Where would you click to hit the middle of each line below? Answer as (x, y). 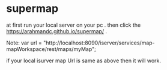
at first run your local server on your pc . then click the (74, 25)
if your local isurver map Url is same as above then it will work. (83, 61)
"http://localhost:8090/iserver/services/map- (99, 43)
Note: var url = (24, 43)
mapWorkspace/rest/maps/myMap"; (51, 49)
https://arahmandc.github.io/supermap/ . (56, 31)
